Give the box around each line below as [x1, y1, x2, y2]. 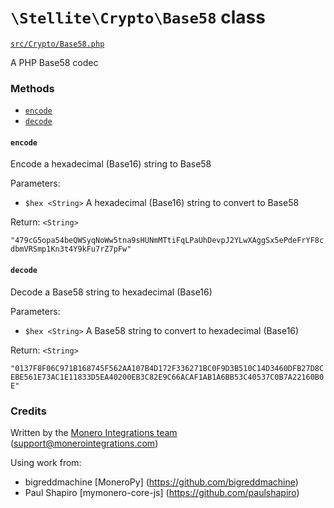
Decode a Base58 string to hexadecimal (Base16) [10, 286, 213, 298]
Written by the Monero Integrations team [10, 426, 178, 438]
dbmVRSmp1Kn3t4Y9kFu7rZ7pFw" [10, 244, 132, 255]
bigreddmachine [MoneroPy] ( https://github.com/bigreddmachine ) [24, 476, 299, 488]
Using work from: [10, 456, 82, 468]
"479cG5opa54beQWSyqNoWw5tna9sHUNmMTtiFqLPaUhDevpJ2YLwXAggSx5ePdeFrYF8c [10, 236, 325, 246]
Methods [10, 81, 55, 95]
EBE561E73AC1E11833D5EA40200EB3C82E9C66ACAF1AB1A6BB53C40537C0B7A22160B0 [10, 372, 325, 382]
